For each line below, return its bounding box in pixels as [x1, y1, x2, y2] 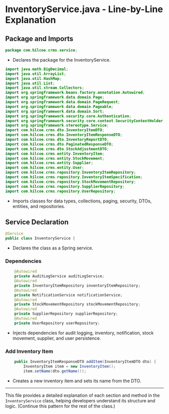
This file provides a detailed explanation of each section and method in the [5, 392, 160, 398]
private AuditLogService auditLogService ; [14, 274, 105, 279]
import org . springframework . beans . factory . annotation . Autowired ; [5, 90, 145, 95]
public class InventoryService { [5, 236, 75, 241]
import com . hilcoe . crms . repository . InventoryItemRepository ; [5, 170, 136, 175]
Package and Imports [5, 34, 73, 43]
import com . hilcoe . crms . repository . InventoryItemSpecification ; [5, 175, 143, 180]
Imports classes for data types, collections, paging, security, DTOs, [12, 198, 152, 204]
